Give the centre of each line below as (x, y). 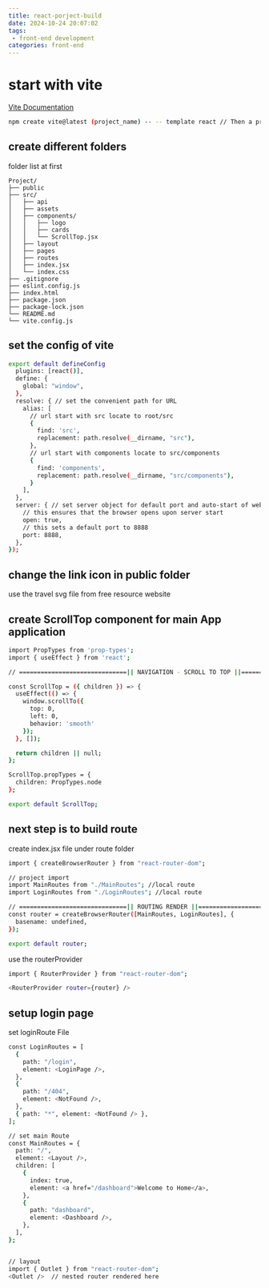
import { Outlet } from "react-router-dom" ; (84, 1269)
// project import (39, 877)
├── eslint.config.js (44, 286)
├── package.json (37, 300)
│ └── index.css (39, 272)
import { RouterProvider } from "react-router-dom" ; (98, 973)
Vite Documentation (41, 107)
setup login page (51, 1013)
